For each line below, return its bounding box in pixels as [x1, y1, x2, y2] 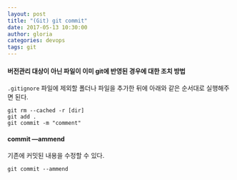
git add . [7, 114, 37, 121]
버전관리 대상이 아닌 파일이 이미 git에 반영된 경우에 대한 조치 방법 [7, 66, 186, 75]
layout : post [7, 10, 46, 18]
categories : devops [7, 37, 66, 44]
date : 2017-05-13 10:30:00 [7, 24, 88, 31]
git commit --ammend [7, 166, 69, 173]
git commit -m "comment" [7, 119, 81, 127]
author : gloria [7, 30, 53, 38]
